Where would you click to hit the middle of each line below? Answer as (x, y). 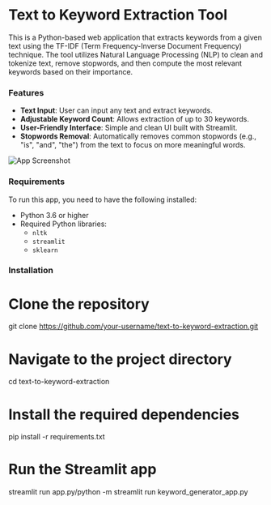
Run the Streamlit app (83, 470)
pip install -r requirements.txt (57, 437)
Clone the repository (79, 304)
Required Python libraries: (64, 224)
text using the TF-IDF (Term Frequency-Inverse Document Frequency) (125, 45)
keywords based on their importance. (71, 71)
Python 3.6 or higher (54, 215)
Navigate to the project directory (120, 359)
